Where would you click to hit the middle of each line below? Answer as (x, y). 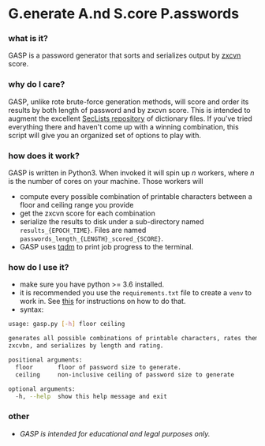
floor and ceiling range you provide (77, 205)
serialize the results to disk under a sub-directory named (112, 222)
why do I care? (37, 84)
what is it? (28, 39)
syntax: (32, 309)
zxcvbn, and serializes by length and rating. (86, 346)
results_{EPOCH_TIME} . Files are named (83, 230)
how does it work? (44, 156)
